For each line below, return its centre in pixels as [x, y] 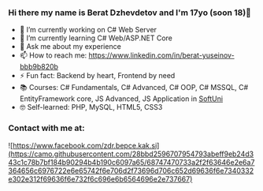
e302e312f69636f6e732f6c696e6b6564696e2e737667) [100, 179]
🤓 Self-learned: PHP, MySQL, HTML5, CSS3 [91, 107]
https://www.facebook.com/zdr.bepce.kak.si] [86, 145]
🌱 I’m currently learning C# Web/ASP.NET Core [96, 38]
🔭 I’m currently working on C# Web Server [88, 30]
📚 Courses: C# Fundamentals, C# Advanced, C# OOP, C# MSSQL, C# [134, 88]
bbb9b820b [39, 67]
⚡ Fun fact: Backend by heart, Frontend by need [97, 76]
